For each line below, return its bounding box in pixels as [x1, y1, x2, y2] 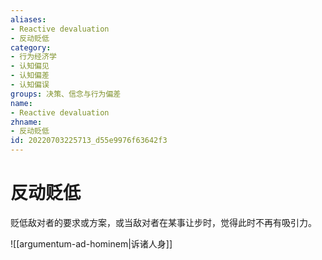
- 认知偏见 [10, 61, 50, 71]
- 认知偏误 [10, 80, 50, 90]
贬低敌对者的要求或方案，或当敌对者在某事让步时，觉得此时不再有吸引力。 [10, 216, 317, 228]
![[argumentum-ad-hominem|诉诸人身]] [10, 237, 173, 250]
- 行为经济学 [10, 52, 57, 62]
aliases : [10, 14, 47, 25]
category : [10, 42, 52, 53]
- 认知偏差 [10, 71, 50, 81]
